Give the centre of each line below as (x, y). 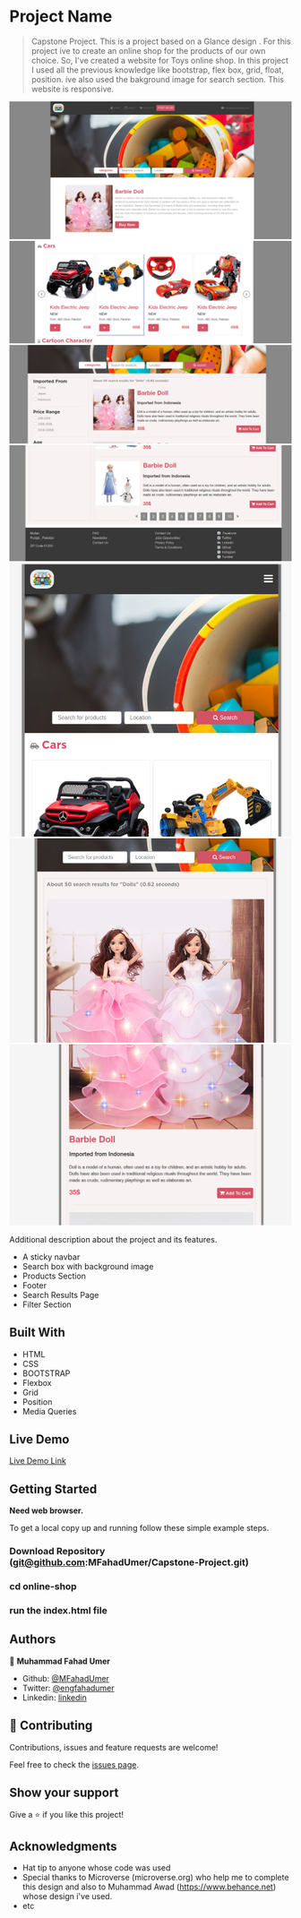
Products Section (54, 1276)
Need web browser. (46, 1510)
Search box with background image (88, 1266)
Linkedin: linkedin (54, 1697)
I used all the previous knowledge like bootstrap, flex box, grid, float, (157, 70)
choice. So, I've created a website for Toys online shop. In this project (160, 60)
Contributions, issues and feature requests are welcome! (114, 1747)
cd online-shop (43, 1587)
